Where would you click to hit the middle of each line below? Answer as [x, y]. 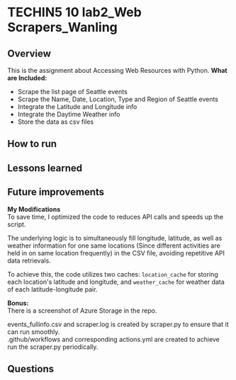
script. [17, 224]
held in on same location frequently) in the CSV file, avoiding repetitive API [116, 253]
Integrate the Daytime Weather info [69, 114]
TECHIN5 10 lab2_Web [74, 12]
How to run [32, 144]
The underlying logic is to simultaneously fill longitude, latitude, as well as [115, 238]
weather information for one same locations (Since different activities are [114, 246]
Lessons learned [45, 168]
